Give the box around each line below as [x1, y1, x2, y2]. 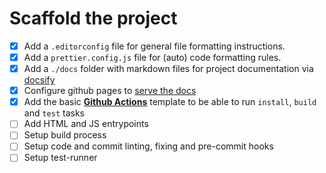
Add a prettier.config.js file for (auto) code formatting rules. [23, 52, 282, 63]
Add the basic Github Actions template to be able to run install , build [23, 96, 317, 108]
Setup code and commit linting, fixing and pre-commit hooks [23, 140, 274, 152]
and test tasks [23, 107, 86, 119]
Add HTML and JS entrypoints [23, 118, 149, 130]
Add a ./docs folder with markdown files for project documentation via [23, 63, 314, 75]
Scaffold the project [9, 7, 178, 30]
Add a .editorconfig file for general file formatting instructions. [23, 40, 286, 52]
